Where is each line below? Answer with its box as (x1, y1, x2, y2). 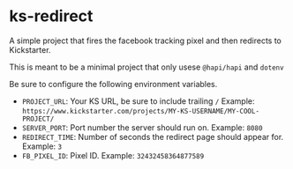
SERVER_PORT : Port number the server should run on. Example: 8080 (21, 121, 263, 133)
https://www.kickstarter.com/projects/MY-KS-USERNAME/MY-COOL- (21, 107, 260, 115)
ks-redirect (9, 6, 94, 26)
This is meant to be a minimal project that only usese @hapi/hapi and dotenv (9, 62, 284, 72)
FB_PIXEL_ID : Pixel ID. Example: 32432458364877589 (21, 150, 205, 160)
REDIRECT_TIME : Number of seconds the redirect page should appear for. (21, 131, 284, 142)
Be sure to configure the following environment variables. (9, 78, 218, 89)
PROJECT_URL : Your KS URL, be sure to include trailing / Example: (21, 95, 255, 107)
